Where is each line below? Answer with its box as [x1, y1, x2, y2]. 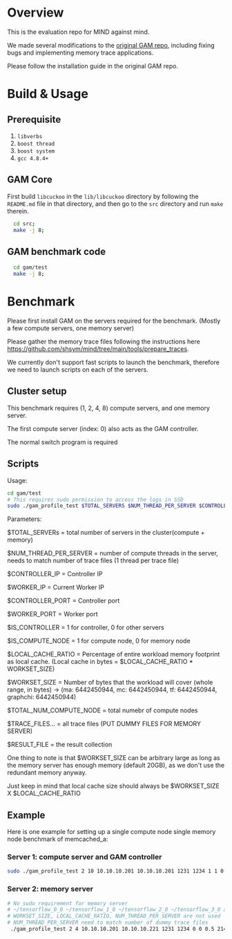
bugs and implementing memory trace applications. [7, 48, 154, 57]
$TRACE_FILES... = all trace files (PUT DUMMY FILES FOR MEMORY [7, 720, 202, 728]
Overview [7, 5, 64, 21]
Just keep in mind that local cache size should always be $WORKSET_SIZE [7, 782, 220, 790]
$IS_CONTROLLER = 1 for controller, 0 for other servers [7, 623, 164, 632]
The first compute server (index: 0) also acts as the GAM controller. [7, 424, 199, 433]
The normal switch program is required [7, 437, 118, 446]
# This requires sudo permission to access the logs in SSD [7, 496, 184, 503]
